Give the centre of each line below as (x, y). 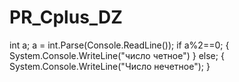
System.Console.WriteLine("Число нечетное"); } (110, 66)
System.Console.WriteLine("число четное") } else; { (117, 55)
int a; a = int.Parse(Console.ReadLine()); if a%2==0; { (119, 45)
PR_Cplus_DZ (66, 17)
